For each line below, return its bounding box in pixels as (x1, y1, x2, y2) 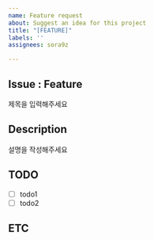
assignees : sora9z (8, 41, 69, 49)
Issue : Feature (8, 77, 83, 91)
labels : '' (8, 33, 44, 42)
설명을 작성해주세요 (8, 144, 68, 154)
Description (8, 123, 67, 136)
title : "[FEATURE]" (8, 26, 73, 34)
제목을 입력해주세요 (8, 99, 68, 109)
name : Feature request (8, 11, 83, 20)
